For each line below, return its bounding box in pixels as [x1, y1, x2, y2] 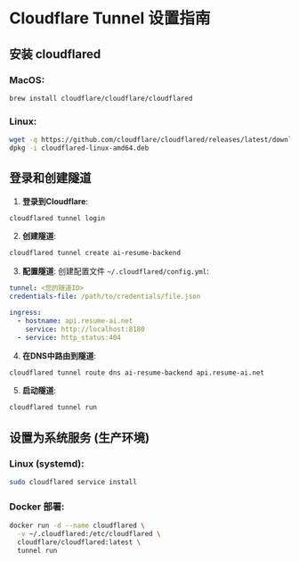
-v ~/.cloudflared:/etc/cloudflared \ [17, 530, 162, 539]
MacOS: [9, 73, 45, 86]
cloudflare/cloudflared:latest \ [17, 537, 141, 547]
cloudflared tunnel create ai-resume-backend [9, 249, 181, 258]
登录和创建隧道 [9, 170, 92, 186]
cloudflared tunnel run [9, 403, 98, 412]
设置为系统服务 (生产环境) [9, 430, 149, 445]
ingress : [9, 309, 42, 318]
